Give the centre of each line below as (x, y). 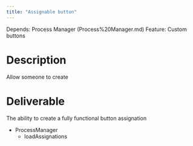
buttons (16, 35)
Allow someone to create (37, 77)
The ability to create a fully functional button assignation (77, 118)
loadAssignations (46, 136)
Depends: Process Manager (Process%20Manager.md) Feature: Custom (97, 29)
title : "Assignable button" (42, 12)
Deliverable (36, 101)
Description (36, 60)
